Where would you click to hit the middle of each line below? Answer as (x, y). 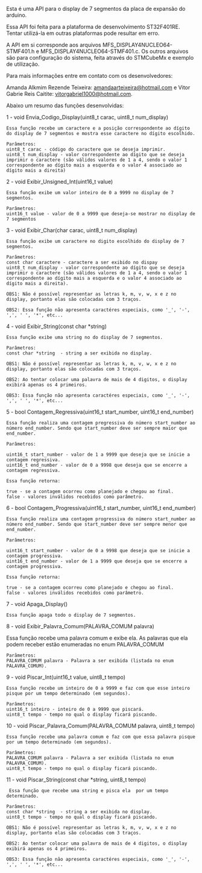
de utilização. (23, 64)
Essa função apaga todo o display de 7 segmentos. (71, 615)
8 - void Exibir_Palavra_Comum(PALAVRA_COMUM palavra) (80, 626)
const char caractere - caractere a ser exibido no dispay (82, 262)
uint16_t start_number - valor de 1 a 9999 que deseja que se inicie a (98, 455)
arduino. (17, 15)
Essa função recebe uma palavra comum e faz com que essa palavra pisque (101, 737)
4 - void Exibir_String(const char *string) (57, 326)
